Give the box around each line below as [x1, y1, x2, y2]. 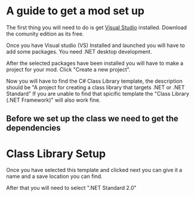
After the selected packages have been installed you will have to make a [6, 60, 184, 67]
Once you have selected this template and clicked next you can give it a [6, 167, 182, 174]
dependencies [6, 123, 61, 133]
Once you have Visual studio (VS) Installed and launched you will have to [6, 42, 185, 49]
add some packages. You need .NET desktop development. [6, 48, 152, 55]
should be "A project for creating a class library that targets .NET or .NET [6, 83, 185, 90]
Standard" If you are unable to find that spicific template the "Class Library [6, 90, 190, 97]
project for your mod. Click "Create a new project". [6, 65, 131, 73]
